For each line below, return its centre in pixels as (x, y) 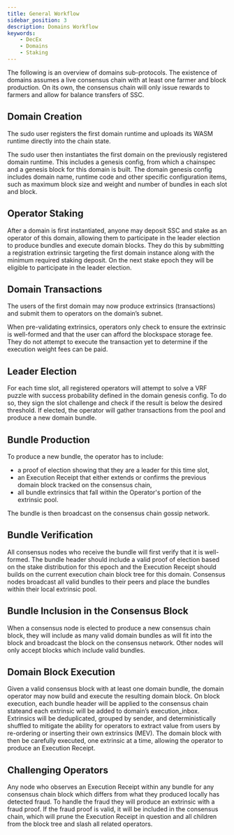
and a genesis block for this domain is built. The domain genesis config (110, 169)
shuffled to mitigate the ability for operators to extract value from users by (114, 726)
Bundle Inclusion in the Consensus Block (98, 611)
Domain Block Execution (61, 672)
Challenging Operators (58, 770)
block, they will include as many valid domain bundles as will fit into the (110, 635)
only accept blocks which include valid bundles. (76, 650)
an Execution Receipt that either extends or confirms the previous (112, 477)
